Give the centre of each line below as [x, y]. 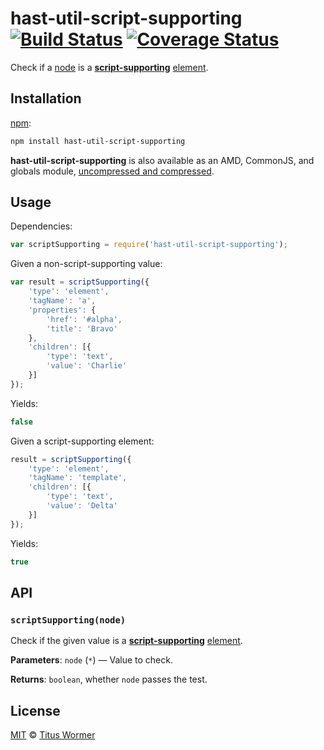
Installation [46, 98]
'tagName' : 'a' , [62, 301]
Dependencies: [41, 226]
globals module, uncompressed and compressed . [112, 171]
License [35, 710]
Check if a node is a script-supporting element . [109, 67]
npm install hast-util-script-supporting [98, 141]
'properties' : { [62, 310]
